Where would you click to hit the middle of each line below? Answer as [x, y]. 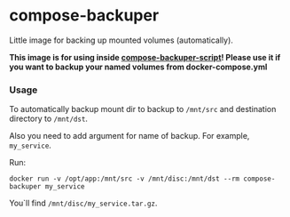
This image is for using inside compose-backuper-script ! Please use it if [145, 57]
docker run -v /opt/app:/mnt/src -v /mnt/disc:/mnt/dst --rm [125, 179]
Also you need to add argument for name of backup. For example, [129, 136]
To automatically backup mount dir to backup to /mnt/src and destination [143, 109]
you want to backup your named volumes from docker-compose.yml [138, 67]
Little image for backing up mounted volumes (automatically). [121, 40]
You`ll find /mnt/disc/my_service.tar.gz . [83, 203]
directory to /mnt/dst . [49, 119]
